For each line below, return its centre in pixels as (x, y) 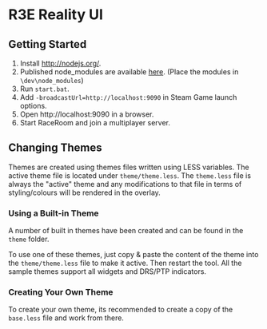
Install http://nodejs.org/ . (60, 63)
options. (33, 106)
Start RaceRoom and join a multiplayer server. (95, 123)
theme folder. (29, 239)
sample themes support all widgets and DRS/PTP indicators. (107, 272)
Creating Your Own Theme (61, 292)
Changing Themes (55, 148)
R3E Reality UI (56, 15)
